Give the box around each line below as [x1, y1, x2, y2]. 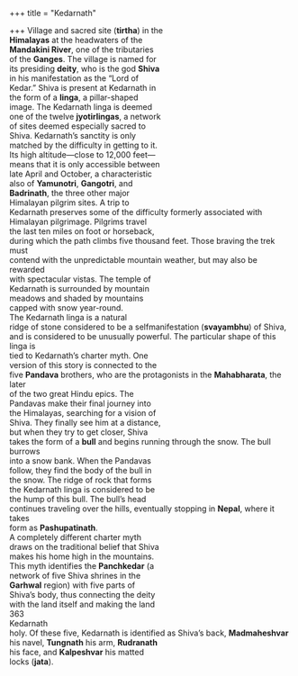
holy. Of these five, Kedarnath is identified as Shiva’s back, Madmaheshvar [9, 627, 289, 638]
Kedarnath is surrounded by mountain [9, 284, 150, 293]
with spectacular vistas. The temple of [9, 274, 151, 284]
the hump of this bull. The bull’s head [9, 494, 147, 504]
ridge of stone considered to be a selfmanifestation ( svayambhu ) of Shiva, [9, 321, 287, 332]
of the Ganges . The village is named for [9, 54, 158, 64]
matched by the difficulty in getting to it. [9, 140, 158, 150]
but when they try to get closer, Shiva [9, 427, 149, 437]
